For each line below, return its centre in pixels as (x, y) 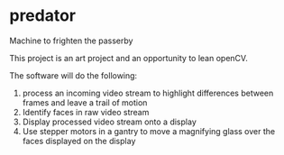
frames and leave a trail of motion (85, 102)
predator (43, 16)
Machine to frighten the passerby (71, 41)
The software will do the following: (73, 75)
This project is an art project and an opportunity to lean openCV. (128, 58)
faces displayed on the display (79, 141)
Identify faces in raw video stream (86, 112)
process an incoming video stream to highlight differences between (148, 93)
